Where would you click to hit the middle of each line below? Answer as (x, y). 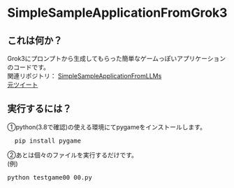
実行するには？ (39, 109)
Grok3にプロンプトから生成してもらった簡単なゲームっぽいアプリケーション (116, 58)
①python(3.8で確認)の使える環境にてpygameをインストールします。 (107, 126)
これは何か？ (35, 40)
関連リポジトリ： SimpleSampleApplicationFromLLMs (85, 76)
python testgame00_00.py (50, 177)
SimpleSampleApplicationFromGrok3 (117, 13)
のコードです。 (29, 67)
